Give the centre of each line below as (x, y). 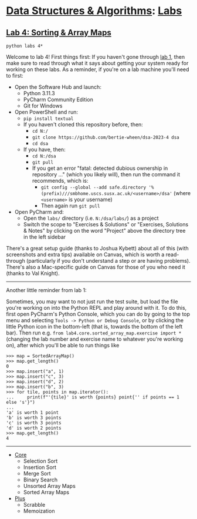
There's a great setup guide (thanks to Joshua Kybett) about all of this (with (97, 248)
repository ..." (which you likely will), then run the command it (106, 174)
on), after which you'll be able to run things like (63, 345)
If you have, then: (44, 149)
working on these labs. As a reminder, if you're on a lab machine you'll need (98, 69)
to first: (15, 76)
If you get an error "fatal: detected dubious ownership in (100, 168)
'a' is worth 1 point (33, 413)
